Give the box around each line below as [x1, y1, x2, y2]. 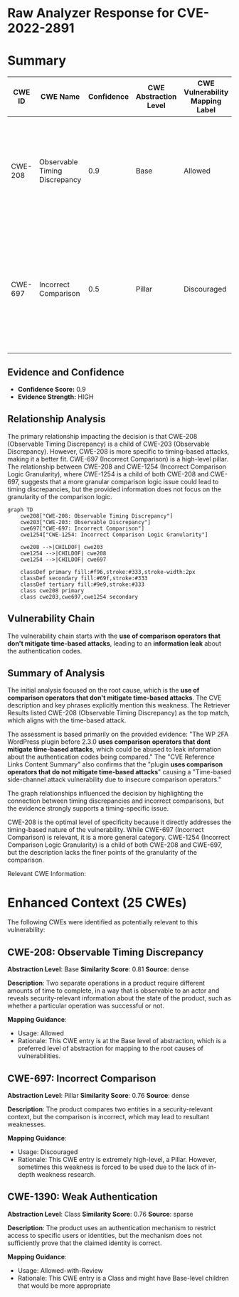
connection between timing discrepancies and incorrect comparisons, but [7, 796, 224, 805]
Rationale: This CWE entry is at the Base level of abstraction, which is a [17, 1037, 226, 1045]
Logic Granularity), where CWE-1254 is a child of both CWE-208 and [7, 469, 209, 478]
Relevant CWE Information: [7, 870, 87, 878]
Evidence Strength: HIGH [17, 393, 94, 401]
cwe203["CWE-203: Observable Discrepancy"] [20, 518, 152, 525]
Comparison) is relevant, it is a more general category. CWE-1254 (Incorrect [7, 833, 230, 842]
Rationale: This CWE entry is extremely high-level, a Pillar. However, [17, 1155, 217, 1163]
